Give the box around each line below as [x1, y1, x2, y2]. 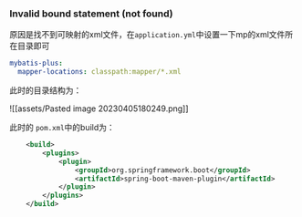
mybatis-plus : [9, 58, 64, 68]
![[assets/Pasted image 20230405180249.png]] [9, 103, 189, 114]
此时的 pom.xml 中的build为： [9, 122, 116, 133]
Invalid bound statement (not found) [9, 7, 173, 20]
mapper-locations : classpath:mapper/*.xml [17, 67, 182, 77]
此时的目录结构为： [9, 85, 82, 96]
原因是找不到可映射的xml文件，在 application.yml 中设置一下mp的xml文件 [9, 29, 286, 40]
